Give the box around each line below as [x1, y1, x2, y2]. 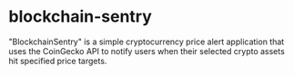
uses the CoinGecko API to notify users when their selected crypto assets [8, 45, 286, 56]
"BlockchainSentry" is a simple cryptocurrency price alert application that [8, 36, 285, 47]
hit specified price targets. [8, 55, 107, 66]
